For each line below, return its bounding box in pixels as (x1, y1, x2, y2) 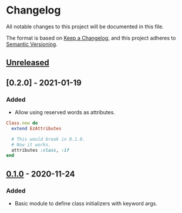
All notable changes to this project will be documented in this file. (6, 23, 164, 30)
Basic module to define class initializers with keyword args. (14, 199, 157, 207)
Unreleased (6, 58, 50, 68)
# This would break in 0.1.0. (11, 136, 85, 142)
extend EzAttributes (11, 125, 62, 131)
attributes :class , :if (11, 147, 69, 153)
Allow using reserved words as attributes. (14, 109, 116, 116)
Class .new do (6, 120, 38, 127)
